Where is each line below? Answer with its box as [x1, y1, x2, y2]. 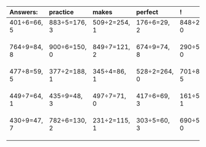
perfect [135, 8, 158, 16]
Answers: [9, 8, 38, 16]
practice [48, 8, 74, 16]
